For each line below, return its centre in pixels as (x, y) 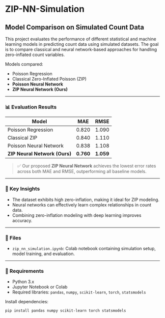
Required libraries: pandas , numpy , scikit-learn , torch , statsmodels (79, 292)
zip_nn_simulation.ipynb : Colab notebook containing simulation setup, (84, 248)
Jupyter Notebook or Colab (40, 287)
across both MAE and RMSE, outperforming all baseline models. (82, 172)
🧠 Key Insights (23, 189)
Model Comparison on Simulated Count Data (75, 27)
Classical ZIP (23, 138)
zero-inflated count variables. (35, 55)
